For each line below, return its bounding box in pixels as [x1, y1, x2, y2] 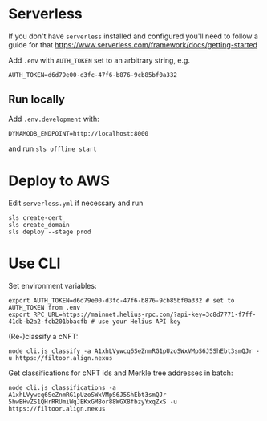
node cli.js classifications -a [8, 383, 116, 391]
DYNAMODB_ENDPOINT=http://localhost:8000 [8, 129, 149, 137]
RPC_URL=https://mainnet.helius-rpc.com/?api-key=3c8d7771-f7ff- [33, 310, 257, 318]
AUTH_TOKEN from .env [8, 303, 81, 311]
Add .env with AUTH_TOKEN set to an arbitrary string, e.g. [8, 55, 191, 65]
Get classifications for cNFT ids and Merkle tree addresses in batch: [8, 368, 233, 378]
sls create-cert [8, 213, 63, 221]
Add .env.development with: [8, 114, 99, 123]
